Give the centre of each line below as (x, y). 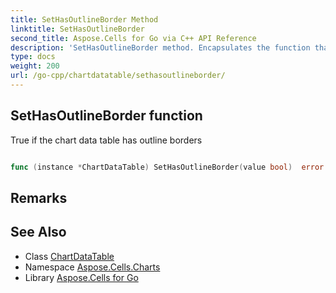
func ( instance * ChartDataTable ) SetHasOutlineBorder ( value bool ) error (167, 167)
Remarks (39, 197)
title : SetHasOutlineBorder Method (84, 19)
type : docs (33, 57)
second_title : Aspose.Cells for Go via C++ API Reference (133, 38)
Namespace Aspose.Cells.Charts (92, 267)
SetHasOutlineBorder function (106, 116)
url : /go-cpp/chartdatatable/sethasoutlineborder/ (118, 76)
